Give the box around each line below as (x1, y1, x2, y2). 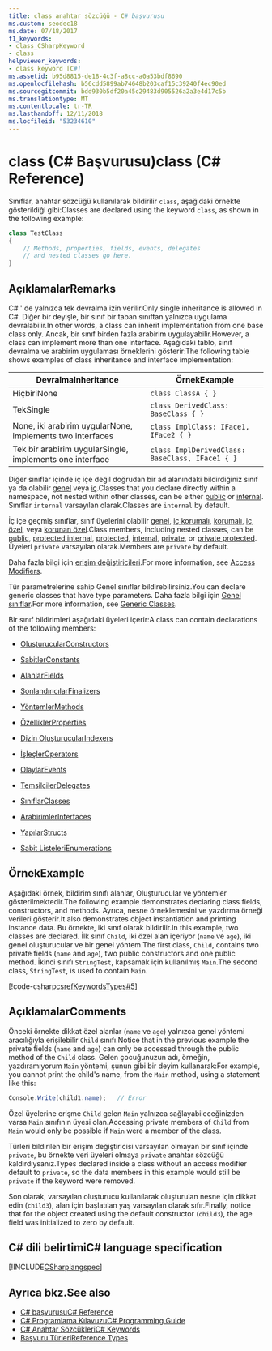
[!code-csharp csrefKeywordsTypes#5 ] (8, 981, 138, 991)
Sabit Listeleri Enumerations (19, 844, 112, 853)
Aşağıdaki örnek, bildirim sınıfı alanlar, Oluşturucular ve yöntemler (8, 888, 227, 898)
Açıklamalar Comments (8, 1005, 127, 1019)
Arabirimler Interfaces (19, 812, 91, 821)
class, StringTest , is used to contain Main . (8, 965, 148, 975)
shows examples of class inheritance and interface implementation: (8, 355, 233, 365)
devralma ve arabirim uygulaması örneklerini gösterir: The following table (8, 346, 249, 356)
